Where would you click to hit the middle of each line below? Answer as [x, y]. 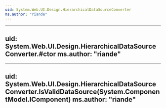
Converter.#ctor [30, 54]
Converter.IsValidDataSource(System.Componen [83, 92]
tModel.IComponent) [38, 99]
